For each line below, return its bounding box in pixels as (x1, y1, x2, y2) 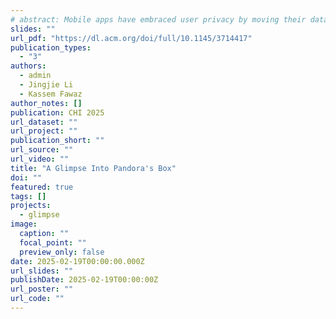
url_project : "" (10, 126, 78, 136)
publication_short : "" (10, 136, 105, 146)
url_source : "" (10, 145, 74, 155)
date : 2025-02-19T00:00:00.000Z (10, 256, 145, 266)
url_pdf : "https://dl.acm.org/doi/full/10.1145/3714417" (10, 33, 253, 43)
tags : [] (10, 191, 47, 201)
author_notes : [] (10, 98, 83, 108)
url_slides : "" (10, 266, 74, 276)
